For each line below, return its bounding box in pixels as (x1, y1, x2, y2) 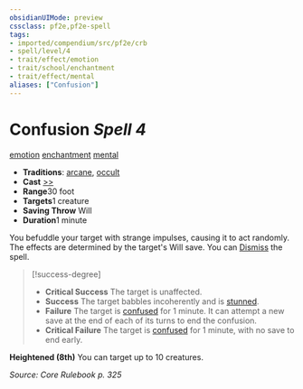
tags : (9, 30, 30, 39)
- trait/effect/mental (9, 72, 95, 81)
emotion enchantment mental (9, 149, 119, 160)
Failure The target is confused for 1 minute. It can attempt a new (44, 305, 285, 316)
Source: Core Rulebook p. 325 (9, 369, 122, 380)
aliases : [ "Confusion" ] (9, 80, 99, 89)
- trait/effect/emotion (9, 55, 99, 64)
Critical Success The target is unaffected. (44, 286, 203, 297)
